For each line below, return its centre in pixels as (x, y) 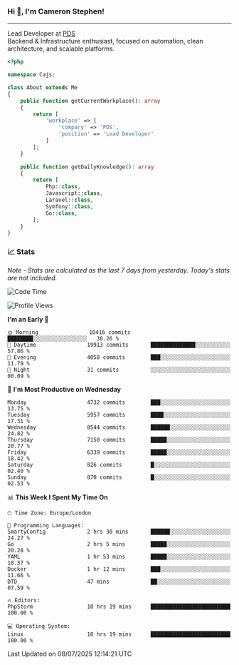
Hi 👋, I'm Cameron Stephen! (56, 11)
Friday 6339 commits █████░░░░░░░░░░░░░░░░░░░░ (119, 452)
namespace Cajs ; (31, 75)
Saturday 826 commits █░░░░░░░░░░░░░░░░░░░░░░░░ (119, 465)
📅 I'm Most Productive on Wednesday (64, 389)
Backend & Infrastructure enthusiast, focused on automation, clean (105, 41)
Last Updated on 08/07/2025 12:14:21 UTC (70, 654)
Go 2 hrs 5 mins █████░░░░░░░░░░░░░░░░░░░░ (119, 544)
